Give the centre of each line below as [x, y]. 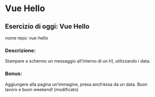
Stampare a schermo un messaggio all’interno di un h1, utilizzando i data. [78, 61]
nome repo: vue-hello [27, 38]
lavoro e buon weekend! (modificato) [42, 89]
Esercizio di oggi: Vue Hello [47, 26]
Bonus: [14, 74]
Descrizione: [20, 50]
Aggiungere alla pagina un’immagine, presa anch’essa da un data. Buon [76, 84]
